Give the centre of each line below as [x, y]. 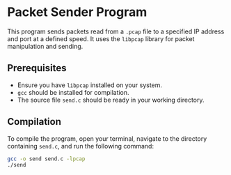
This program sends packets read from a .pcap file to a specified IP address [116, 31]
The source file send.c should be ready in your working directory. [111, 100]
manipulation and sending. [45, 46]
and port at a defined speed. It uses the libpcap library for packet [101, 38]
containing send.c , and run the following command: [81, 146]
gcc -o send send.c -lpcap [46, 159]
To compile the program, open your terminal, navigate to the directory [107, 138]
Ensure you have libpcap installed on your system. [89, 85]
